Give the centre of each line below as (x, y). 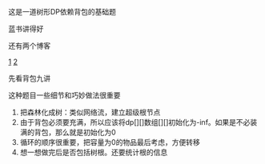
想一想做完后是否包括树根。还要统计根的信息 (94, 152)
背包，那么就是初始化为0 (75, 132)
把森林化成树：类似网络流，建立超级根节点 (90, 112)
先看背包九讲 (29, 78)
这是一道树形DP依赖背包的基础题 (62, 12)
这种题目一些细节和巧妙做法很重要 (64, 95)
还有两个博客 (29, 46)
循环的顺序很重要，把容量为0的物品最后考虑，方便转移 (110, 142)
